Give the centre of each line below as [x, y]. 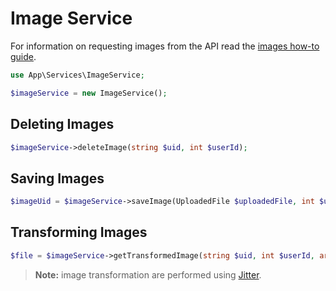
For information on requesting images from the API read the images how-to [165, 46]
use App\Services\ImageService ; [77, 75]
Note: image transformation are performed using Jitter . [148, 274]
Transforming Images [79, 232]
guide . [23, 56]
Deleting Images [62, 124]
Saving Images [57, 178]
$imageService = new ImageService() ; [89, 93]
